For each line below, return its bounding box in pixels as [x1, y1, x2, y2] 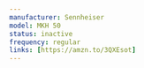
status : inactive [9, 29, 73, 38]
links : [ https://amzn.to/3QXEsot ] [9, 46, 137, 55]
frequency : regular [9, 37, 81, 47]
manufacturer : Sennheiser [9, 12, 104, 22]
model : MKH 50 [9, 21, 62, 30]
